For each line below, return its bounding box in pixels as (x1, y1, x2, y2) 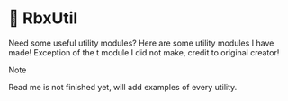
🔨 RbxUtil (8, 8, 78, 29)
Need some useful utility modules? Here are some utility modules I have (8, 38, 274, 48)
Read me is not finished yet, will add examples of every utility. (8, 81, 238, 92)
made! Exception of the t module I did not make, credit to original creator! (8, 46, 280, 57)
